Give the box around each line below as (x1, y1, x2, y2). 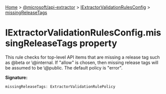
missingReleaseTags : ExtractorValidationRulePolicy (5, 84, 115, 89)
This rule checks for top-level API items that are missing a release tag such (5, 54, 160, 60)
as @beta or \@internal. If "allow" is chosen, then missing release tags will (5, 59, 159, 65)
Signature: (5, 74, 28, 80)
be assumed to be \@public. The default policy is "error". (5, 64, 123, 70)
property (79, 37, 117, 49)
